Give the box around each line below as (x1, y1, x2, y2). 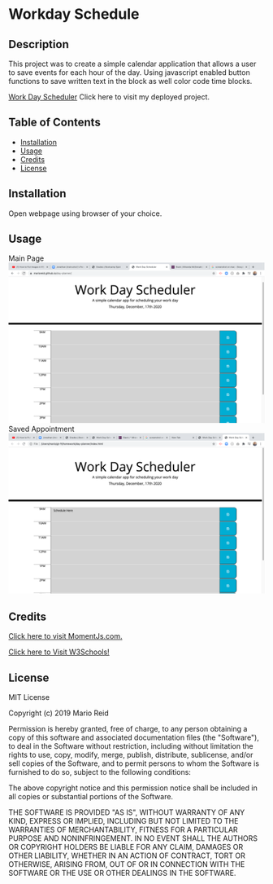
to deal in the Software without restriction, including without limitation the (8, 741, 253, 751)
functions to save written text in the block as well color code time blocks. (8, 77, 253, 86)
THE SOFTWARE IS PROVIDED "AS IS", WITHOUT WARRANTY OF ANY (8, 807, 245, 817)
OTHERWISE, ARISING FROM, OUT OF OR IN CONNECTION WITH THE (8, 860, 245, 869)
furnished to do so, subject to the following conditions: (8, 767, 191, 777)
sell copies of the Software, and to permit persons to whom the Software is (8, 759, 260, 768)
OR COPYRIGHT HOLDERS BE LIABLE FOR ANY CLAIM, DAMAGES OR (8, 842, 244, 852)
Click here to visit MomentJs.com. (8, 631, 123, 641)
